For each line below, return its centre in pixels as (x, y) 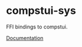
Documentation (25, 38)
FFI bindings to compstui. (37, 27)
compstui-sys (41, 11)
